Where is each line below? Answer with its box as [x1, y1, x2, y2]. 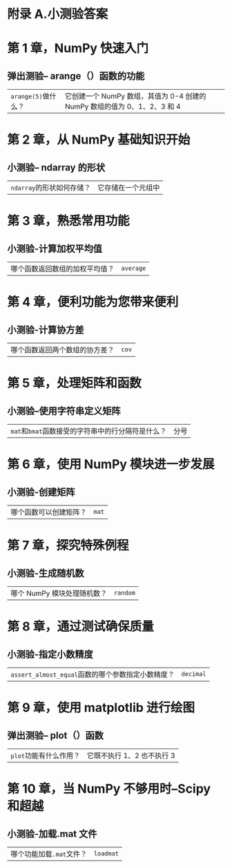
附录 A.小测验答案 [7, 6, 108, 22]
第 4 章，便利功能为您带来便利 [7, 294, 179, 310]
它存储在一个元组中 [97, 183, 160, 193]
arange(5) [10, 93, 43, 101]
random [113, 589, 136, 597]
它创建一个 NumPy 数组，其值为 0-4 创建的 [64, 91, 206, 101]
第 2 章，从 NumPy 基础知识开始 [7, 132, 191, 148]
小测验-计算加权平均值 [7, 242, 102, 254]
